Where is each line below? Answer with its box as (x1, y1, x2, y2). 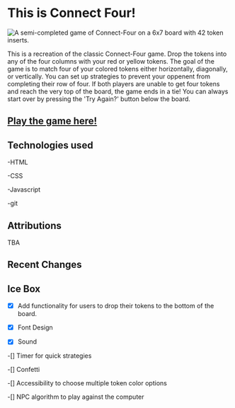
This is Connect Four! (7, 5, 136, 21)
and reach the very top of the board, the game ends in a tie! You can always (7, 87, 229, 95)
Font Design (17, 323, 53, 332)
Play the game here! (7, 115, 98, 127)
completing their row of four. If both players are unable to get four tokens (7, 79, 220, 88)
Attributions (7, 219, 62, 231)
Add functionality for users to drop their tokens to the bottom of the (17, 302, 214, 310)
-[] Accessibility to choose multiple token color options (7, 379, 168, 387)
